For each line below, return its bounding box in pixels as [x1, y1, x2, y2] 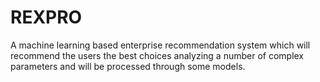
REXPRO [10, 6, 83, 29]
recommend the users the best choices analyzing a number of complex [10, 49, 305, 61]
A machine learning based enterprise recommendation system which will [10, 39, 311, 51]
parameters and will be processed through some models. [10, 60, 246, 72]
